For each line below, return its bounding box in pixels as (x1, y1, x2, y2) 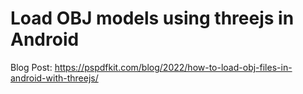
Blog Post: (10, 61, 53, 73)
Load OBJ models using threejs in (10, 7, 295, 30)
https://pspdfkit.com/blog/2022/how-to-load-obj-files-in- (54, 61, 293, 73)
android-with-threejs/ (10, 72, 99, 84)
